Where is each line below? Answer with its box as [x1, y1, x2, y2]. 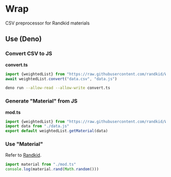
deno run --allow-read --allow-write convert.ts [5, 85, 110, 91]
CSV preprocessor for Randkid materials [5, 20, 90, 26]
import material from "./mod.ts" [5, 162, 76, 167]
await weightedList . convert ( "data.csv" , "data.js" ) [5, 76, 117, 82]
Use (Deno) [5, 35, 42, 43]
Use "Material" [5, 141, 43, 148]
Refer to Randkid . [5, 152, 42, 158]
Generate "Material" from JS [5, 97, 78, 105]
